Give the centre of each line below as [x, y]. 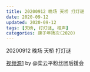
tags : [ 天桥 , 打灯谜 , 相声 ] [37, 28]
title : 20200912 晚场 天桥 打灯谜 [45, 11]
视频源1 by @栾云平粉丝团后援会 [45, 63]
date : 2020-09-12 [27, 17]
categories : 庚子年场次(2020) [41, 33]
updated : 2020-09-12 [31, 22]
